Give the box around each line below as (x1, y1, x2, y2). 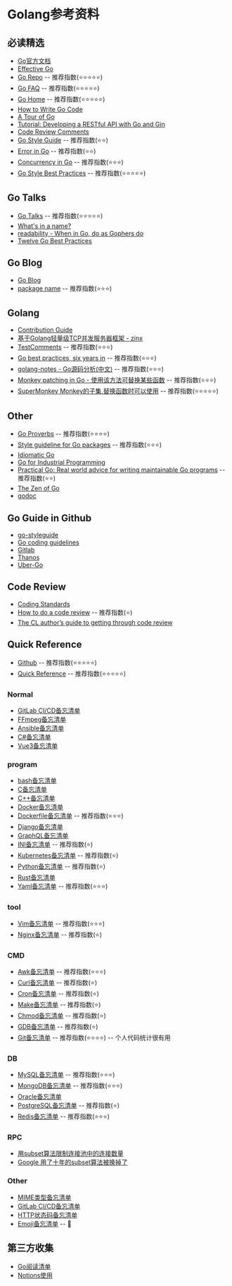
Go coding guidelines (17, 538, 79, 547)
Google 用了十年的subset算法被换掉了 (17, 1158, 128, 1166)
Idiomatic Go (17, 451, 55, 459)
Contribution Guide (17, 325, 73, 335)
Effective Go (17, 65, 54, 73)
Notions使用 (17, 1271, 53, 1279)
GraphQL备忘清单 (17, 832, 69, 840)
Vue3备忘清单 (17, 741, 58, 750)
